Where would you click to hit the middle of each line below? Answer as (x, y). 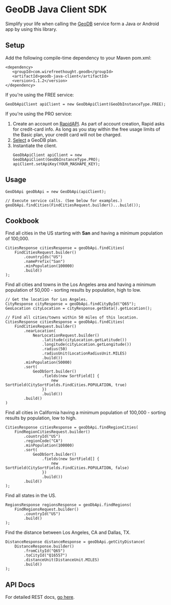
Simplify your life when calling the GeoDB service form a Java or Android (82, 24)
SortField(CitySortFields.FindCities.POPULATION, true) (66, 385)
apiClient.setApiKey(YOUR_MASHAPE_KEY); (56, 164)
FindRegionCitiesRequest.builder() (52, 432)
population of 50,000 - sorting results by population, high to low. (73, 290)
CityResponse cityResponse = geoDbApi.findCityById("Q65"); (71, 304)
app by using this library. (31, 29)
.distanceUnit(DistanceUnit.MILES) (62, 560)
